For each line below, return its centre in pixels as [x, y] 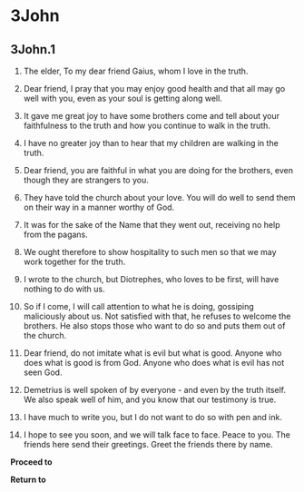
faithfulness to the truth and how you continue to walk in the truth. [147, 125]
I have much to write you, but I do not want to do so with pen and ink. [152, 417]
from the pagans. [56, 234]
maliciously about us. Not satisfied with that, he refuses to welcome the [157, 316]
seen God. [43, 372]
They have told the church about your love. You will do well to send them [159, 197]
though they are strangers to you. [86, 180]
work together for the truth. [74, 261]
